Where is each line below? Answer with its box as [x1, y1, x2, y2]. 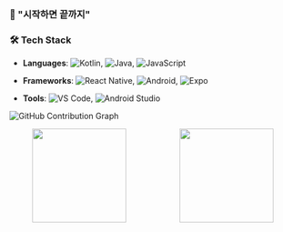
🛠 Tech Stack [9, 34, 72, 46]
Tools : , [22, 93, 94, 104]
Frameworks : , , [22, 76, 179, 86]
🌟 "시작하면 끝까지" [9, 7, 91, 20]
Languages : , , [22, 57, 135, 69]
